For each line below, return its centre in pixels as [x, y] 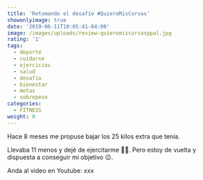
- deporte [27, 53]
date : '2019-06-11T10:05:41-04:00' [59, 26]
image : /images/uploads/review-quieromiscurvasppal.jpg [89, 33]
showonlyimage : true [37, 20]
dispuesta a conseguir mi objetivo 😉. [60, 157]
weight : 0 [21, 116]
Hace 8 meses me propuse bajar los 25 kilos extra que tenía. [94, 136]
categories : [24, 104]
